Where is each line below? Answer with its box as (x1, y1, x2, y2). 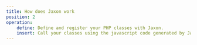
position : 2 (6, 14, 35, 20)
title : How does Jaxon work (6, 8, 75, 15)
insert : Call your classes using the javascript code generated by (16, 30, 185, 36)
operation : (6, 19, 33, 25)
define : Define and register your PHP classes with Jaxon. (16, 25, 164, 31)
